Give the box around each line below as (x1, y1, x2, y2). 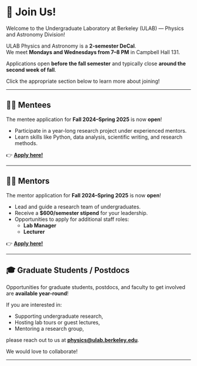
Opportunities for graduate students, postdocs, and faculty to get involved (6, 284, 186, 291)
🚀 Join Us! (6, 5, 56, 19)
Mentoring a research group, (14, 325, 84, 333)
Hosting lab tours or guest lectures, (14, 319, 100, 326)
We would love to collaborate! (6, 348, 78, 355)
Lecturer (23, 228, 45, 235)
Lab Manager (23, 221, 57, 229)
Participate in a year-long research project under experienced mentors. (14, 127, 187, 134)
